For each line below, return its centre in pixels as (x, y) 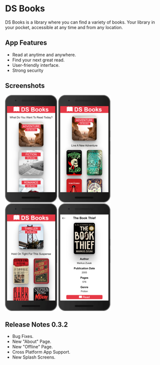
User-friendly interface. (36, 65)
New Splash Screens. (34, 357)
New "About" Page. (32, 341)
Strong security (28, 70)
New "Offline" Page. (32, 347)
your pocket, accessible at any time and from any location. (64, 27)
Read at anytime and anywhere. (44, 55)
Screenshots (25, 86)
